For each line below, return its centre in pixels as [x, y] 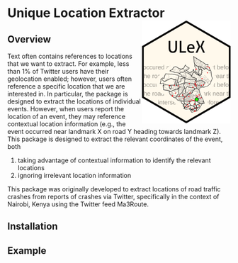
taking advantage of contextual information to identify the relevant [114, 160]
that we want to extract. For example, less [68, 64]
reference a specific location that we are [66, 86]
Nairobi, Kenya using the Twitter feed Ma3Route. [78, 204]
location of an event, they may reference [67, 116]
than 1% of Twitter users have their [58, 71]
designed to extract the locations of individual [74, 101]
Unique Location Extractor [86, 13]
